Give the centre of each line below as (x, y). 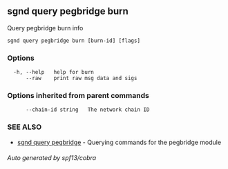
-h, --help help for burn (54, 72)
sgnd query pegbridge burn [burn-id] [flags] (74, 41)
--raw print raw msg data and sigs (81, 79)
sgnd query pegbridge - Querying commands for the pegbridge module (119, 142)
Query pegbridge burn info (45, 28)
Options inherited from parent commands (78, 96)
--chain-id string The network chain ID (87, 110)
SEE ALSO (25, 127)
